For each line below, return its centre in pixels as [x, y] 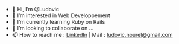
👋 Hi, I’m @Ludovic [35, 9]
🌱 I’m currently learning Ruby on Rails [58, 22]
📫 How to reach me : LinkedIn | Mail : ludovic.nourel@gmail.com [92, 35]
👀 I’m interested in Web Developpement [61, 15]
